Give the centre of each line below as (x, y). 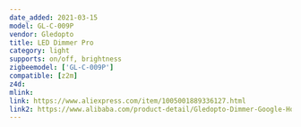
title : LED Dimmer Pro (52, 42)
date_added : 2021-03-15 (54, 17)
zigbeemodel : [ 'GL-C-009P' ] (62, 68)
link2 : (21, 109)
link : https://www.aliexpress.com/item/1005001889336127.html (128, 101)
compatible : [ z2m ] (43, 76)
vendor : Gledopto (42, 34)
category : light (39, 51)
